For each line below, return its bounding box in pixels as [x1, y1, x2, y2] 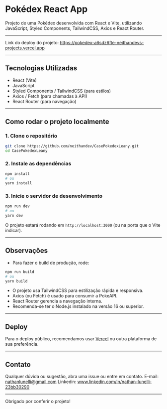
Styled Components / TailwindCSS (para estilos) [12, 88, 111, 94]
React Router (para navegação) [12, 98, 77, 104]
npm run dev [5, 204, 30, 209]
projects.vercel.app [5, 45, 45, 51]
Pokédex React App [5, 3, 88, 15]
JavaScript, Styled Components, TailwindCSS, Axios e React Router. [5, 25, 145, 31]
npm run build [5, 269, 35, 274]
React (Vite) [12, 77, 37, 83]
